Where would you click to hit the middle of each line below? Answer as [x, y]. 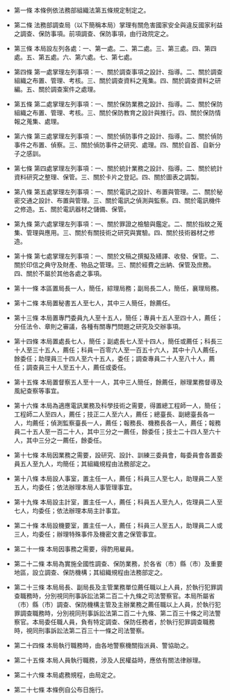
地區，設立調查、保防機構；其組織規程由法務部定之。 [90, 572]
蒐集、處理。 [44, 121]
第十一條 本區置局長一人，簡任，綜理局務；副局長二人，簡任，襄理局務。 [118, 288]
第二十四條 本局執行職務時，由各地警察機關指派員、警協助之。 [103, 645]
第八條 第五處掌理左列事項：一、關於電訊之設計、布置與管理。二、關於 [115, 192]
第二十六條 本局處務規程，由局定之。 [66, 675]
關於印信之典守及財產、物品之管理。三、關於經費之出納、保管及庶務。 [114, 265]
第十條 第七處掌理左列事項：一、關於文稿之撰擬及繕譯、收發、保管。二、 [118, 256]
